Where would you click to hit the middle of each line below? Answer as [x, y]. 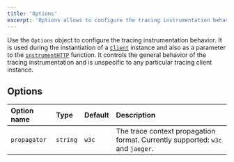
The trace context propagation [166, 131]
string [67, 140]
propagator [29, 140]
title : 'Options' [32, 14]
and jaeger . [135, 149]
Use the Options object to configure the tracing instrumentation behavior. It [115, 40]
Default [96, 115]
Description [136, 115]
